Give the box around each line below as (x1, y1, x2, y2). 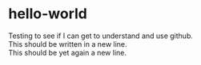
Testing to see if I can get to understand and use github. (8, 31, 194, 40)
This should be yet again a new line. (8, 48, 127, 57)
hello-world (8, 5, 88, 23)
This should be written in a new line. (8, 39, 127, 48)
